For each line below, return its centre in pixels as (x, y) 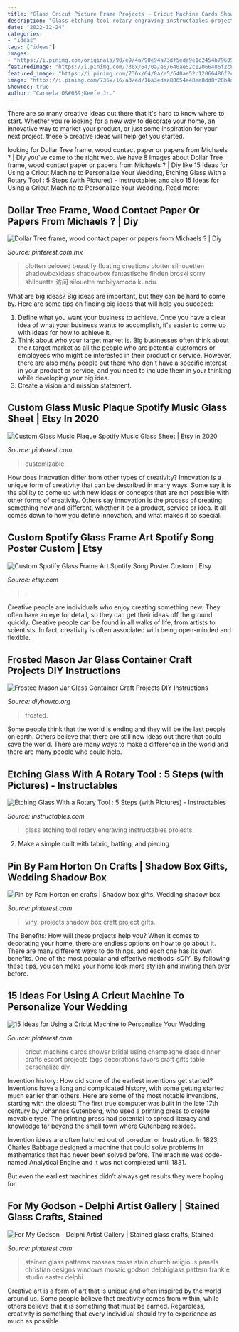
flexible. (19, 637)
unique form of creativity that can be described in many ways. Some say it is (119, 485)
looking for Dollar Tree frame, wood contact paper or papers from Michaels (118, 150)
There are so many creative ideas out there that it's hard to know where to (116, 114)
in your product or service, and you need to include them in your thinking (124, 370)
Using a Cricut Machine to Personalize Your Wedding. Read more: (103, 188)
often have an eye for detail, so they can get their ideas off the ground (110, 614)
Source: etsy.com (33, 580)
